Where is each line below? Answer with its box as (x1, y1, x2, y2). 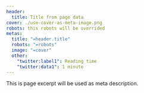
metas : (6, 31, 23, 37)
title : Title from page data (11, 14, 84, 20)
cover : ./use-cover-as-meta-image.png (6, 20, 102, 25)
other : (11, 53, 28, 59)
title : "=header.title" (11, 36, 70, 42)
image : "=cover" (11, 47, 52, 53)
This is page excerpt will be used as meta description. (6, 80, 139, 87)
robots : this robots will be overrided (6, 25, 105, 31)
